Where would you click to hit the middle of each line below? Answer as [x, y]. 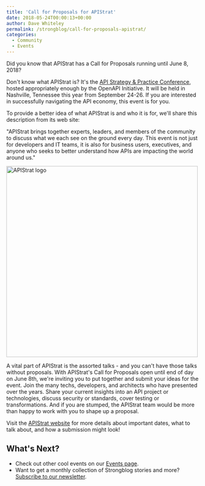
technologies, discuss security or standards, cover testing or [83, 398]
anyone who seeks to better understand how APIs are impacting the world [100, 151]
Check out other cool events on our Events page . [77, 463]
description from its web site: [43, 119]
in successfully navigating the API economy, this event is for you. [88, 101]
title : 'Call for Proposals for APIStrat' [61, 12]
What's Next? [33, 449]
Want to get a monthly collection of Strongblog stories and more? [97, 470]
